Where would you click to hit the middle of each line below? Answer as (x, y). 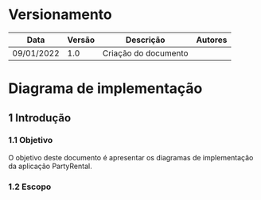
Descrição (146, 40)
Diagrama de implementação (105, 88)
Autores (212, 40)
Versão (81, 40)
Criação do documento (145, 53)
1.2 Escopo (30, 187)
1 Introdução (40, 118)
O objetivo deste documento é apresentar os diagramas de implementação (131, 157)
